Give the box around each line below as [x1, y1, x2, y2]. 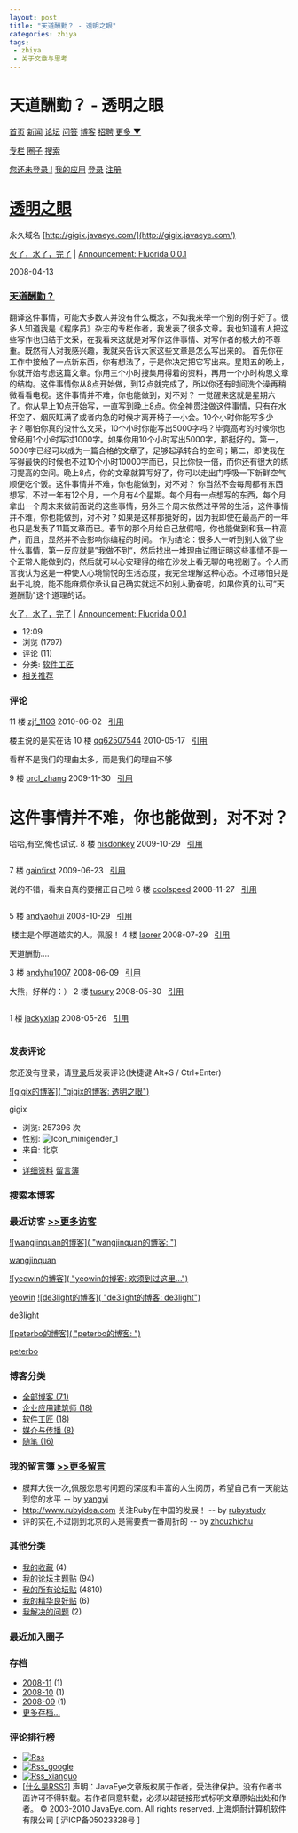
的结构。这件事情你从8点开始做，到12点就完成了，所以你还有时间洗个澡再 [9, 379, 278, 389]
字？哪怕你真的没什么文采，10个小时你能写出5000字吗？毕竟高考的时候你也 [9, 423, 286, 434]
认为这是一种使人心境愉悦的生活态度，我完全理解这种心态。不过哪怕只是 [24, 568, 289, 578]
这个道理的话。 [35, 590, 91, 601]
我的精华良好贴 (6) [21, 1595, 90, 1606]
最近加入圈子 [9, 1630, 65, 1643]
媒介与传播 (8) [21, 1425, 74, 1436]
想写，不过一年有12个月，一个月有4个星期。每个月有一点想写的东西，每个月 [9, 490, 286, 500]
